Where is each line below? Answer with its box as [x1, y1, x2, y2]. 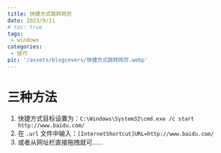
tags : [7, 30, 23, 38]
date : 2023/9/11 [7, 17, 55, 24]
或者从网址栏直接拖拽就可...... [17, 137, 103, 146]
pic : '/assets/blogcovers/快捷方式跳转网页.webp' [7, 57, 149, 64]
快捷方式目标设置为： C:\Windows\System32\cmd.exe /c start [17, 114, 195, 123]
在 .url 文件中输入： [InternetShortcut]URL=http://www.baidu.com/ [17, 129, 215, 137]
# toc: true [7, 23, 42, 30]
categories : [7, 43, 42, 50]
